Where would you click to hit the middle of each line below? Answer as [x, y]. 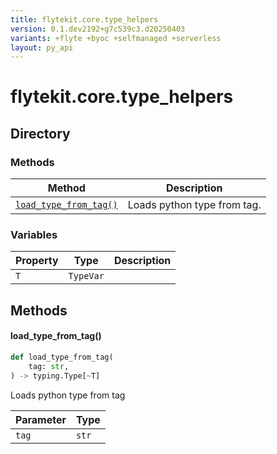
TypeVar [86, 276]
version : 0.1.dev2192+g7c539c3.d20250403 [98, 29]
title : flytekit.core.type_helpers [84, 19]
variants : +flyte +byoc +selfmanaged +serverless [116, 38]
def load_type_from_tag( [62, 357]
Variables [34, 235]
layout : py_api [42, 47]
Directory [40, 133]
